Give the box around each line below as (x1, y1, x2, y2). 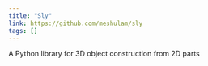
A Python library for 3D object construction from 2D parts (8, 49, 200, 59)
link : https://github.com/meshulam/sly (8, 19, 143, 27)
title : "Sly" (8, 11, 53, 20)
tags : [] (8, 27, 38, 35)
